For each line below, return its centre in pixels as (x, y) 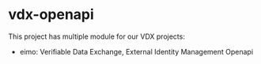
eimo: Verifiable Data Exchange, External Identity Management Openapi (136, 51)
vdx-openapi (51, 15)
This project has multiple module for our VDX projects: (97, 36)
